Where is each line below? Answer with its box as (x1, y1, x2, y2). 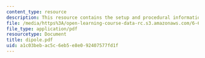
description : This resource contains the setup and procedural (6, 14, 171, 21)
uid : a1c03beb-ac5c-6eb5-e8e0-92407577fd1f (6, 43, 119, 49)
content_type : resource (6, 8, 67, 15)
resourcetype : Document (6, 31, 67, 37)
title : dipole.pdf (6, 37, 53, 43)
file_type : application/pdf (6, 25, 78, 32)
